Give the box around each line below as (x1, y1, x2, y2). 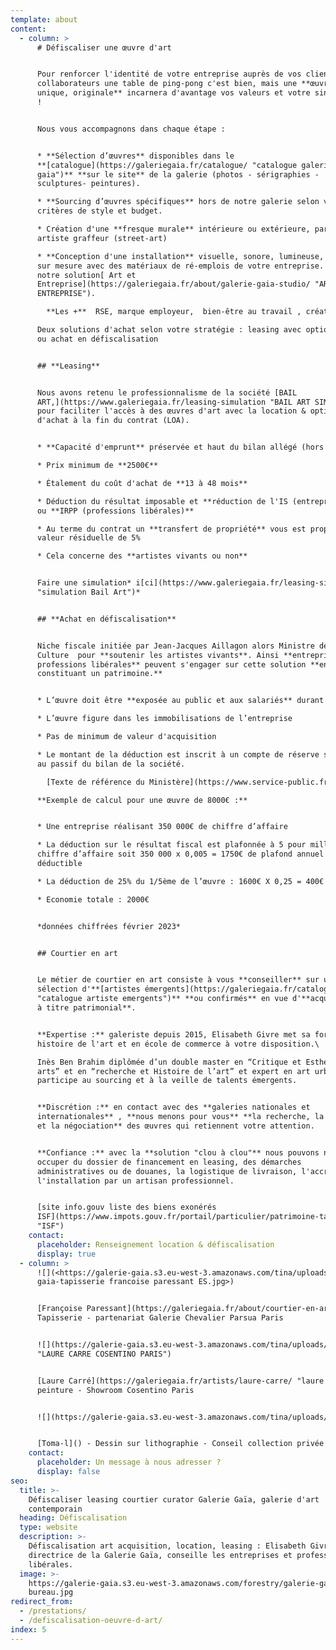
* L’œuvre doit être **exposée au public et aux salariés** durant (36, 696, 325, 706)
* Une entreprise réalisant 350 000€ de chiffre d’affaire (36, 822, 288, 832)
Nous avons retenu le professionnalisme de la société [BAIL (36, 387, 298, 398)
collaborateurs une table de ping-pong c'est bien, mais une (36, 79, 298, 89)
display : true (36, 1249, 97, 1259)
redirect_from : (10, 1597, 74, 1607)
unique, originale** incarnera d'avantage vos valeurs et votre (36, 88, 311, 98)
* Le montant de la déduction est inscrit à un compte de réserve (36, 749, 320, 760)
